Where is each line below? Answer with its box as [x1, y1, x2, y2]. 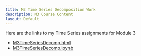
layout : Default [5, 16, 39, 21]
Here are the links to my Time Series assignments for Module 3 [5, 30, 136, 36]
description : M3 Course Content [5, 12, 73, 17]
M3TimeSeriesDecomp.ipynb [12, 45, 74, 51]
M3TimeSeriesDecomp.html [12, 40, 71, 46]
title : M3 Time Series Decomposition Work [5, 7, 96, 12]
